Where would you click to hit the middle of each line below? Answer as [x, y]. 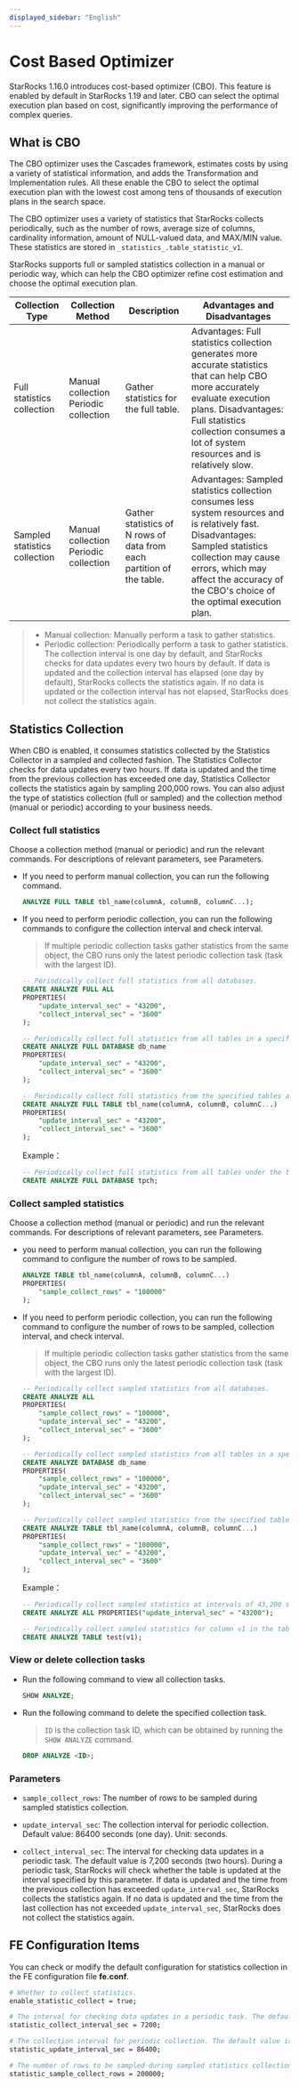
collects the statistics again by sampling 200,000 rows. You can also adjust [147, 789]
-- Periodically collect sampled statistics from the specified [144, 1520]
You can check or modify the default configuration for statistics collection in [148, 1967]
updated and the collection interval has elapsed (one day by [154, 673]
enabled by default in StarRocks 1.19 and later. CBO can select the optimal [144, 95]
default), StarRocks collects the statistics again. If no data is [154, 683]
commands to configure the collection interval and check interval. [142, 929]
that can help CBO [229, 376]
